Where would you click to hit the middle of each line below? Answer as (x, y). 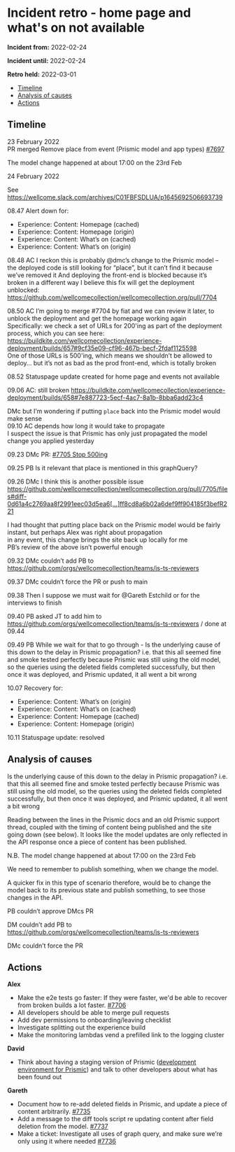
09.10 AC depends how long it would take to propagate (86, 426)
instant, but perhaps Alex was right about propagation (85, 532)
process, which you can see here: (56, 333)
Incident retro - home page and (99, 13)
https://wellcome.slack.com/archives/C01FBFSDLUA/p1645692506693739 (115, 197)
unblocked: (23, 290)
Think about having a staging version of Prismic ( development (107, 1062)
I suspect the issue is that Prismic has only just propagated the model (107, 433)
